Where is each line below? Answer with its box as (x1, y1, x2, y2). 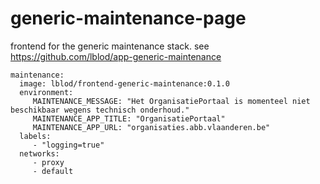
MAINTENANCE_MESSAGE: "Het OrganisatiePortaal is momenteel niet (32, 96, 311, 106)
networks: (19, 148, 60, 159)
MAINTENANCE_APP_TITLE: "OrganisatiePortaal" (32, 113, 226, 124)
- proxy (32, 157, 65, 167)
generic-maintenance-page (10, 7, 247, 30)
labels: (19, 131, 52, 141)
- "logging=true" (32, 140, 105, 150)
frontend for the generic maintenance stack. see (10, 40, 210, 52)
